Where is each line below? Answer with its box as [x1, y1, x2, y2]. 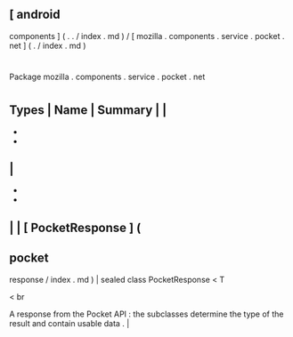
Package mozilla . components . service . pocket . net [9, 71, 206, 82]
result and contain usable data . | [9, 317, 130, 328]
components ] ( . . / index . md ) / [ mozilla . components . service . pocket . [9, 30, 285, 41]
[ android [9, 7, 61, 22]
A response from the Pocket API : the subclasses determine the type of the [9, 309, 284, 319]
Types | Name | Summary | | [9, 102, 167, 118]
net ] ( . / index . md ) [9, 40, 86, 51]
